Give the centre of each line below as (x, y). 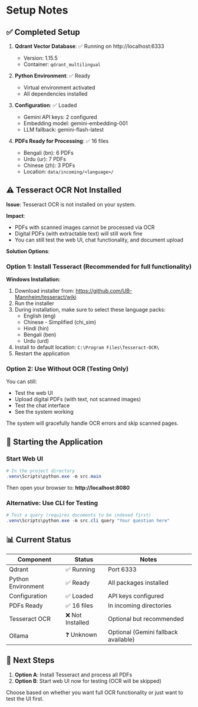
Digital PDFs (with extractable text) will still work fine (78, 233)
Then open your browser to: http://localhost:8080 (68, 487)
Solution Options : (28, 251)
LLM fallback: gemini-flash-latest (64, 130)
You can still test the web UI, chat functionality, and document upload (99, 240)
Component (34, 559)
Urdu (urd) (36, 341)
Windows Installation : (33, 279)
